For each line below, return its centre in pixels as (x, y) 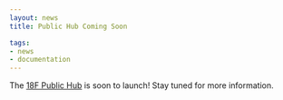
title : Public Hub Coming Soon (68, 26)
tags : (20, 43)
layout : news (34, 18)
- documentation (40, 60)
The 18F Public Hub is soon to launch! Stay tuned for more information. (141, 85)
